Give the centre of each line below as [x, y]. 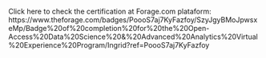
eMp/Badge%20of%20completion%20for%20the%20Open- [109, 28]
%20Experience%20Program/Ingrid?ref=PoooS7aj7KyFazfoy [109, 45]
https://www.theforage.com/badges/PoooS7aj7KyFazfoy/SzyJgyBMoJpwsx [133, 20]
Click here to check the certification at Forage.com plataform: [110, 11]
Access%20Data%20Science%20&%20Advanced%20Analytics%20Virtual [133, 37]
